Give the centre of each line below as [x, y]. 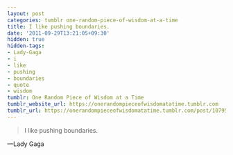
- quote [18, 85]
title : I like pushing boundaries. [59, 26]
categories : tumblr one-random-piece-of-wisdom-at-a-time [93, 20]
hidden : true [26, 40]
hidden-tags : [26, 46]
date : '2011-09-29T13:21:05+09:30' [59, 33]
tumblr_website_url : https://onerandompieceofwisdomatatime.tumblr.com [113, 104]
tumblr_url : [24, 111]
